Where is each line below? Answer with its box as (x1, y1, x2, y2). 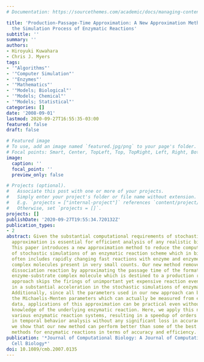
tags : (6, 59, 20, 65)
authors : (6, 42, 29, 49)
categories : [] (6, 104, 45, 110)
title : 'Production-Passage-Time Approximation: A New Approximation (6, 19, 186, 26)
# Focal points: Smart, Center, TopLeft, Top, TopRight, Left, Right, (6, 149, 189, 155)
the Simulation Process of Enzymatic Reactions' (12, 25, 137, 32)
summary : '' (6, 37, 36, 43)
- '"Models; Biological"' (6, 87, 72, 94)
